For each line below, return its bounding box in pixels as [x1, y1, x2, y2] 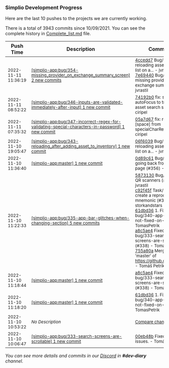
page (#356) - [135, 166, 164, 171]
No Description [31, 319, 61, 325]
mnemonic [135, 198, 156, 203]
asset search [135, 105, 161, 110]
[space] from [135, 121, 161, 127]
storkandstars [135, 203, 162, 208]
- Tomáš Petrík [135, 263, 165, 269]
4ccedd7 [135, 57, 153, 63]
